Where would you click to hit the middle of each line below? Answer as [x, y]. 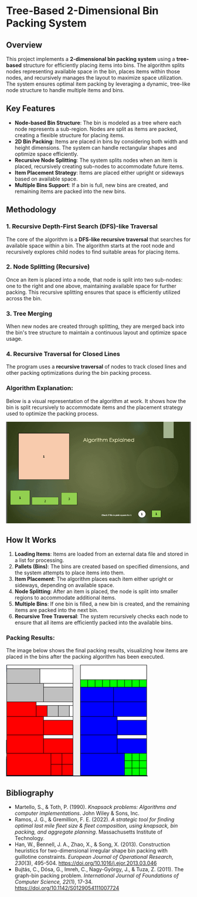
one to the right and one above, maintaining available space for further [91, 286]
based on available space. [46, 179]
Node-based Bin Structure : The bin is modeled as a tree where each [98, 123]
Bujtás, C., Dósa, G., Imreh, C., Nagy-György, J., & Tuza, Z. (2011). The [99, 869]
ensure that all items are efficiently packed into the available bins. [94, 622]
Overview [24, 45]
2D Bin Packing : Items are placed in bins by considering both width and [101, 141]
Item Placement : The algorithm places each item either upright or [94, 579]
